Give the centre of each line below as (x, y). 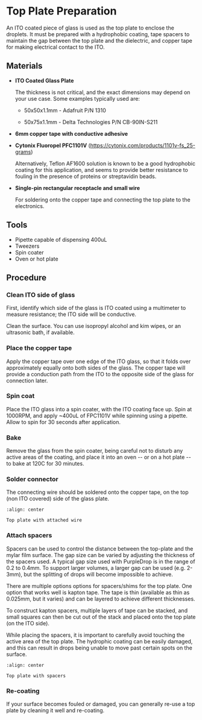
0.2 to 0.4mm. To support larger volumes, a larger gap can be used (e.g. (96, 567)
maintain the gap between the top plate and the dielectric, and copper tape (99, 40)
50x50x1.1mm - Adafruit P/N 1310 (65, 110)
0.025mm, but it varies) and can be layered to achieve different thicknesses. (101, 599)
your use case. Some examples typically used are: (77, 98)
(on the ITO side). (28, 623)
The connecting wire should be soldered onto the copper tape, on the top (97, 492)
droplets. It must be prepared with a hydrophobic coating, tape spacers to (98, 34)
